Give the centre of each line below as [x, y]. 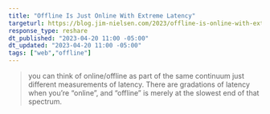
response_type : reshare [48, 31]
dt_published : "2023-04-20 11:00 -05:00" [79, 38]
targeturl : [27, 23]
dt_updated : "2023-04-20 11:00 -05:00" [75, 46]
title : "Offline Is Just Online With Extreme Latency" [102, 16]
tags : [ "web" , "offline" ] [50, 53]
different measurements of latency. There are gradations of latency [139, 84]
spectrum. [45, 102]
